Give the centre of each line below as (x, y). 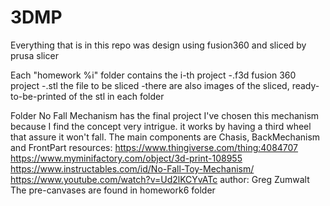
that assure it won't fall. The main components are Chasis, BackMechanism (165, 137)
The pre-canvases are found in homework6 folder (113, 190)
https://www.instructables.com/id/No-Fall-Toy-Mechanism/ (132, 168)
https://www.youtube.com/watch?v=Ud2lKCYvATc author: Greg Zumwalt (160, 179)
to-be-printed (38, 96)
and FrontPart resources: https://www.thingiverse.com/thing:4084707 (154, 147)
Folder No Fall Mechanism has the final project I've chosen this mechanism (165, 115)
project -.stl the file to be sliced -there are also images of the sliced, (150, 85)
